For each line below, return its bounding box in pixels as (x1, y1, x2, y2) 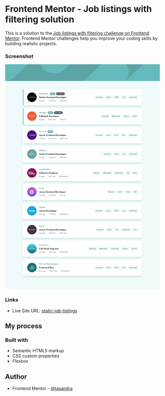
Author (5, 372, 27, 381)
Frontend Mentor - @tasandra (12, 386, 73, 392)
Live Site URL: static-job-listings (12, 308, 78, 313)
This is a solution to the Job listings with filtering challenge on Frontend (5, 30, 150, 36)
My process (5, 322, 42, 330)
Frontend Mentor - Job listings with (5, 3, 152, 15)
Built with (5, 337, 28, 343)
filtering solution (5, 14, 75, 25)
